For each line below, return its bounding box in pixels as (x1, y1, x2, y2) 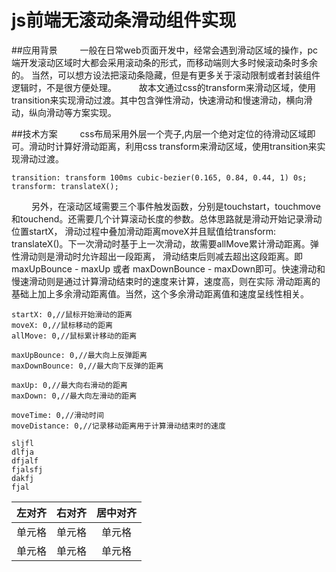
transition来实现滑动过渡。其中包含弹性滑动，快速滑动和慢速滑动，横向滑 (11, 94, 313, 106)
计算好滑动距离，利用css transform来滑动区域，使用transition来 (54, 140, 318, 152)
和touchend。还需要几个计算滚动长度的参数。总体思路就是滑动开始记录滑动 (11, 212, 323, 225)
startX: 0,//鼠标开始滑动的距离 (11, 309, 133, 320)
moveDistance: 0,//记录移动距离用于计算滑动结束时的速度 (11, 421, 226, 431)
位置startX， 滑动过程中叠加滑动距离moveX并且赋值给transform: (11, 225, 277, 237)
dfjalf (11, 456, 39, 466)
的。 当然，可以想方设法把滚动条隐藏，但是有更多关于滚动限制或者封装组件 (11, 69, 321, 81)
